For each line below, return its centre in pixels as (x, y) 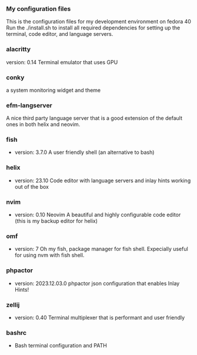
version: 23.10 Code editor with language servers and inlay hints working (103, 180)
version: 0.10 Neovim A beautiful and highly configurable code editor (98, 215)
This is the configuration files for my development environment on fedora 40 (98, 22)
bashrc (16, 333)
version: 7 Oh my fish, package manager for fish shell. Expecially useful (101, 249)
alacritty (19, 49)
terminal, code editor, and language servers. (60, 34)
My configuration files (39, 9)
